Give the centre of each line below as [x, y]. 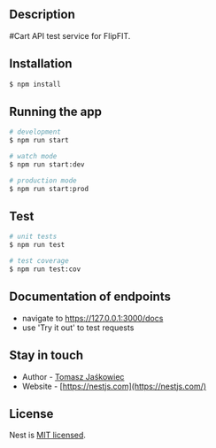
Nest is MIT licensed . [48, 435]
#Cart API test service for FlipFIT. [70, 35]
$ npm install [35, 84]
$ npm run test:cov [45, 269]
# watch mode [33, 157]
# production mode [43, 181]
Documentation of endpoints [90, 297]
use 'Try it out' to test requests [78, 328]
